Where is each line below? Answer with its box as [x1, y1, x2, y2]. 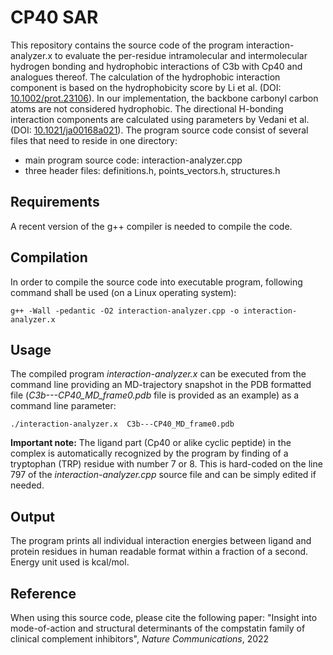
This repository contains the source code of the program [10, 39, 244, 51]
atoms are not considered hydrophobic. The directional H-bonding [10, 102, 284, 115]
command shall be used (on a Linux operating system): [10, 286, 237, 298]
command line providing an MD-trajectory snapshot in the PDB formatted [10, 379, 312, 391]
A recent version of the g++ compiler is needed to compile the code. [10, 220, 293, 232]
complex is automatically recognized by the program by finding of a [10, 447, 289, 460]
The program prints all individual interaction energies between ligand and [10, 535, 312, 547]
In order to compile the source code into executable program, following [10, 276, 303, 288]
